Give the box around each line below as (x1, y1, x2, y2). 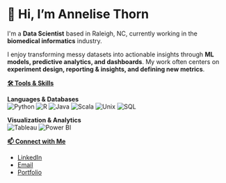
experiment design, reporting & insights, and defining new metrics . (7, 65, 205, 73)
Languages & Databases (7, 95, 79, 103)
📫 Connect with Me (7, 137, 66, 145)
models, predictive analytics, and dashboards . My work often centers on (7, 57, 220, 65)
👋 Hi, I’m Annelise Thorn (7, 6, 150, 22)
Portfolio (17, 168, 42, 176)
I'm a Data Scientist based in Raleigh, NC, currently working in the (7, 29, 198, 38)
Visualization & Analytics (7, 116, 81, 124)
